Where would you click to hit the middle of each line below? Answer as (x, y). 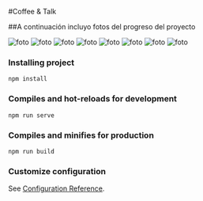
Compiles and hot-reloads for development (93, 99)
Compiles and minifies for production (81, 135)
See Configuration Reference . (56, 188)
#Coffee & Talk (32, 11)
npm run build (32, 151)
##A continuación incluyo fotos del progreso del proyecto (102, 27)
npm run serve (32, 115)
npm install (28, 79)
